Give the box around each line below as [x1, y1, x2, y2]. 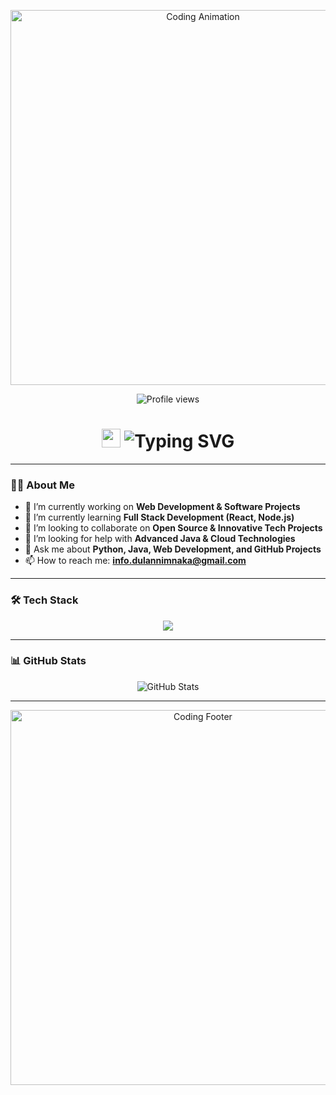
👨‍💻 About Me [10, 478, 75, 492]
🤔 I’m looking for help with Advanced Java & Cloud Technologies [24, 533, 296, 545]
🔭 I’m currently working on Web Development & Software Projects [24, 501, 301, 513]
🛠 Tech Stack [10, 593, 79, 607]
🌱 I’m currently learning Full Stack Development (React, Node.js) [24, 511, 295, 524]
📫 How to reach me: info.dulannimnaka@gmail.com [24, 555, 247, 567]
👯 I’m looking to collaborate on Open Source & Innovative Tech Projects [24, 522, 323, 534]
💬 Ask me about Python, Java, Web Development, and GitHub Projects [24, 543, 322, 555]
